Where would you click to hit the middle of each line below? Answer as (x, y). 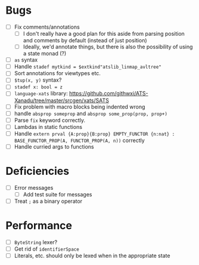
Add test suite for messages (58, 194)
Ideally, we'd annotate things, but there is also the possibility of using (108, 47)
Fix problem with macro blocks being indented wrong (80, 107)
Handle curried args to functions (54, 146)
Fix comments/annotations (47, 27)
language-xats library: (41, 94)
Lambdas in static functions (48, 127)
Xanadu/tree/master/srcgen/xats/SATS (62, 100)
